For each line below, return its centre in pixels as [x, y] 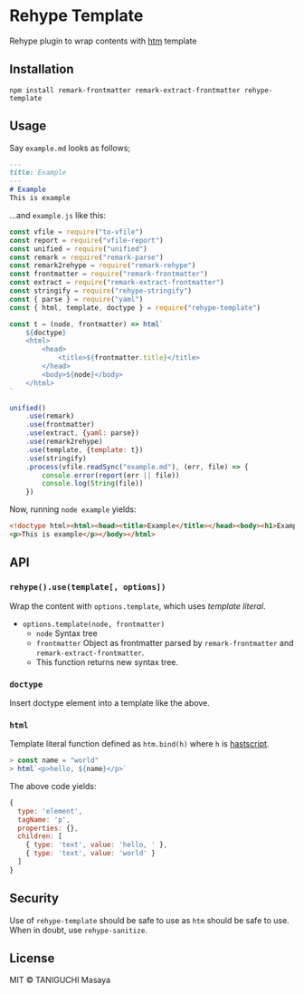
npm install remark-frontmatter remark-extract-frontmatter [125, 90]
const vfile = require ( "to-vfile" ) [76, 232]
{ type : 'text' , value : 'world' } [90, 854]
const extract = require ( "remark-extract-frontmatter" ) [117, 283]
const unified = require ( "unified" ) [78, 249]
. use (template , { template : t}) [85, 449]
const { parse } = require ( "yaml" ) [76, 299]
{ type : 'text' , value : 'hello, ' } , [97, 845]
